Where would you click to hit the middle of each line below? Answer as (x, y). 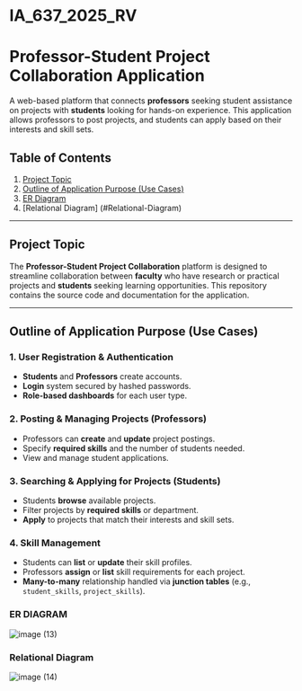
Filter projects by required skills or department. (111, 510)
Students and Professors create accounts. (102, 377)
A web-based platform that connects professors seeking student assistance (151, 101)
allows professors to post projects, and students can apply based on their (146, 120)
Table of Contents (61, 158)
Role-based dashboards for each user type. (104, 395)
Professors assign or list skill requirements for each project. (133, 572)
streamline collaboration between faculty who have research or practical (145, 276)
